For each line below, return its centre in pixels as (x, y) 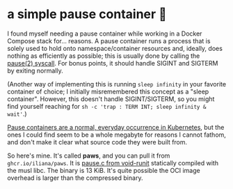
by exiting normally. (35, 70)
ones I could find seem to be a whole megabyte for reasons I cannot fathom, (116, 135)
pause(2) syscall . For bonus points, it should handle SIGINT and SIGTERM (113, 63)
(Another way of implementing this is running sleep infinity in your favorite (117, 84)
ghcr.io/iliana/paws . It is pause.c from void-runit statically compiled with (113, 162)
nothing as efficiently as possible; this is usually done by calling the (104, 56)
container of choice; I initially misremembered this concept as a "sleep (108, 91)
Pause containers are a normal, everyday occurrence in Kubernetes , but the (116, 127)
